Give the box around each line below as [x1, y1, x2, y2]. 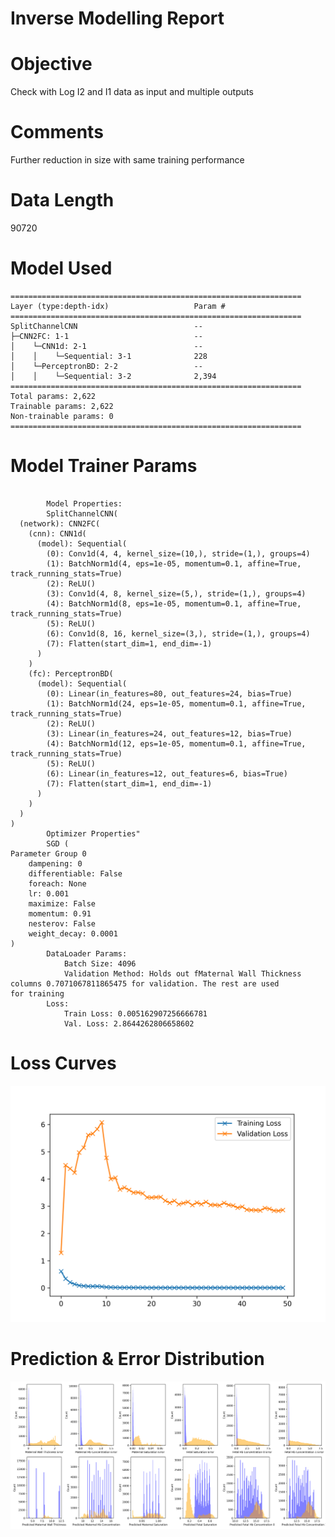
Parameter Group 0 [10, 848, 87, 859]
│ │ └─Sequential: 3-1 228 [10, 351, 208, 361]
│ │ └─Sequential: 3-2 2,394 [10, 371, 217, 381]
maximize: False [28, 898, 97, 909]
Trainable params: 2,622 [10, 401, 114, 411]
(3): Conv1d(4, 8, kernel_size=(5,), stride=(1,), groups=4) [46, 588, 307, 599]
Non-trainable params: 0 [10, 411, 114, 421]
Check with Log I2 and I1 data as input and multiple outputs [10, 86, 254, 98]
